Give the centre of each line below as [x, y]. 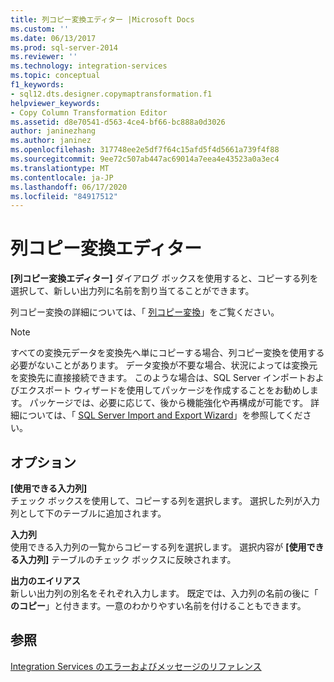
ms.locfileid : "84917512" [64, 196]
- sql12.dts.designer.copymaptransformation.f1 [111, 94]
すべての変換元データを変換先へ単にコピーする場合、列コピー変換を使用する [167, 353]
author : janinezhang [53, 131]
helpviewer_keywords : [55, 103]
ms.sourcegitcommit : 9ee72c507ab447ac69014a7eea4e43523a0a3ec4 [145, 159]
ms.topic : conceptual [55, 76]
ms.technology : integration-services [89, 66]
